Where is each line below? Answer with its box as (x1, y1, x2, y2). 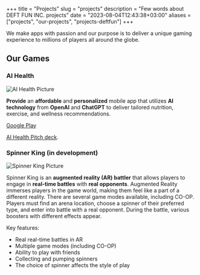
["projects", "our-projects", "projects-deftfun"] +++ (6, 18, 134, 25)
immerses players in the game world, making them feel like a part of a (6, 187, 180, 194)
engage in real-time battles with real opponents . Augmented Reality (6, 180, 178, 187)
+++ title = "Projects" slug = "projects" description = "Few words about (6, 5, 184, 12)
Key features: (6, 224, 39, 231)
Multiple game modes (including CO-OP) (15, 242, 117, 250)
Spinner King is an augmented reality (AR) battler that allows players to (6, 173, 185, 181)
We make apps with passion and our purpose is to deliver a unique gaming (6, 30, 192, 37)
